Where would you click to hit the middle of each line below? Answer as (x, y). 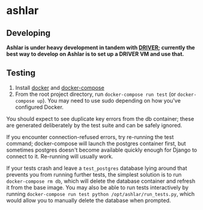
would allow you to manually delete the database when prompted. (89, 200)
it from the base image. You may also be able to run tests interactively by (98, 187)
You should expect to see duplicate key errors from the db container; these (100, 118)
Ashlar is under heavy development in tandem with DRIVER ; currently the (101, 47)
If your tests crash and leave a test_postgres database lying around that (97, 168)
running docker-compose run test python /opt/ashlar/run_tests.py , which (101, 194)
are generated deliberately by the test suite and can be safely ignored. (94, 125)
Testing (21, 73)
